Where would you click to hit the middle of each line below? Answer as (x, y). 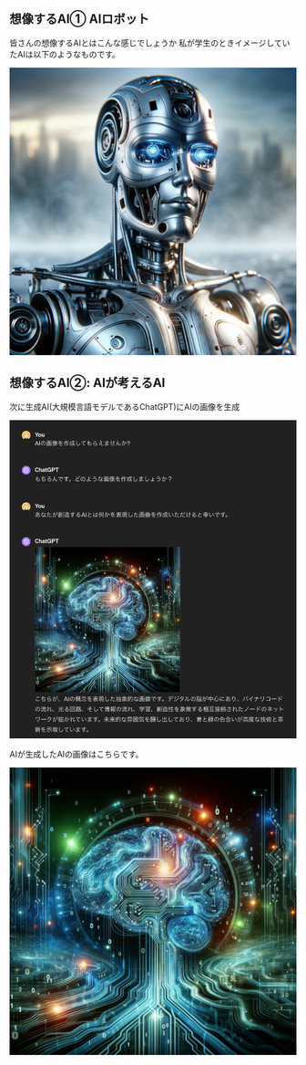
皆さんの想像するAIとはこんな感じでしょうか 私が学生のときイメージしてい (150, 43)
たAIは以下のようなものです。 (65, 54)
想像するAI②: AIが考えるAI (87, 383)
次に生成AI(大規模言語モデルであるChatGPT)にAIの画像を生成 (125, 406)
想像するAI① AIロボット (80, 19)
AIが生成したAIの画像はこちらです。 (76, 754)
